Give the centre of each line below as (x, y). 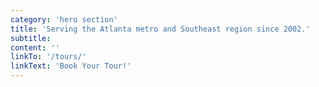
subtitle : (31, 38)
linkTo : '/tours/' (48, 57)
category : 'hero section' (64, 19)
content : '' (35, 47)
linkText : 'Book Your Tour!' (71, 66)
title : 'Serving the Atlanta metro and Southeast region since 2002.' (160, 29)
